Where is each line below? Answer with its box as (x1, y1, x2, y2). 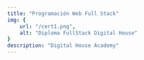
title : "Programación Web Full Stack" (7, 10, 119, 17)
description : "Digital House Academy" (7, 42, 119, 49)
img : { (7, 17, 26, 23)
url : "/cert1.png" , (19, 23, 76, 30)
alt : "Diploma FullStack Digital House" (19, 29, 138, 37)
